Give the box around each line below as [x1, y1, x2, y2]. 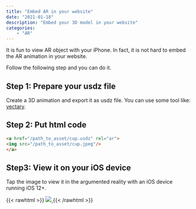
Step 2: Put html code [6, 120, 87, 130]
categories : [6, 25, 35, 31]
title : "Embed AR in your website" [6, 8, 94, 15]
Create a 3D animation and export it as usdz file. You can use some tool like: [6, 96, 191, 103]
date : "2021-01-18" [6, 14, 54, 20]
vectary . [6, 103, 26, 110]
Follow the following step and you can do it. [6, 64, 112, 71]
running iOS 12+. [6, 184, 46, 191]
